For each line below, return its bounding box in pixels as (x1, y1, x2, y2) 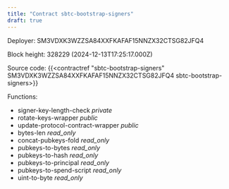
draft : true (7, 17, 42, 24)
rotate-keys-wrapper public (17, 114, 99, 122)
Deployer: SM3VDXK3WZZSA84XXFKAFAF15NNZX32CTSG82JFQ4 (7, 36, 204, 44)
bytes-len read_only (17, 128, 76, 137)
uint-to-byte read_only (17, 173, 83, 182)
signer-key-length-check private (17, 106, 113, 114)
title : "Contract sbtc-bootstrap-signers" (7, 10, 134, 18)
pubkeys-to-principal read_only (17, 158, 110, 166)
